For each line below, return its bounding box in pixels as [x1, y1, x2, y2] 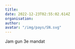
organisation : [5, 16, 34, 21]
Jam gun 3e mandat [5, 38, 45, 44]
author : [5, 20, 21, 26]
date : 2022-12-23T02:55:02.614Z [5, 12, 70, 16]
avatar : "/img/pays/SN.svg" [5, 25, 62, 30]
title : [5, 7, 18, 12]
